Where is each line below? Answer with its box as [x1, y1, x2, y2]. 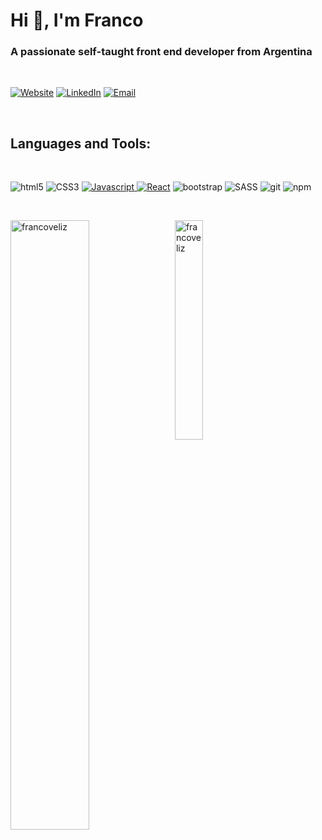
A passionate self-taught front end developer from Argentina [10, 45, 313, 59]
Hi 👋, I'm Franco [10, 9, 144, 32]
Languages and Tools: [10, 135, 152, 152]
